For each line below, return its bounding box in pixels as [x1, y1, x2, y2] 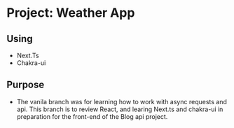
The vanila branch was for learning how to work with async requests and [16, 97, 227, 106]
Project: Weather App [6, 5, 135, 21]
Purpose [6, 79, 45, 91]
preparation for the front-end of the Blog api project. [16, 112, 168, 120]
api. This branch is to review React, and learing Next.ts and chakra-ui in [16, 105, 223, 113]
